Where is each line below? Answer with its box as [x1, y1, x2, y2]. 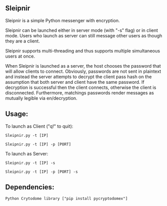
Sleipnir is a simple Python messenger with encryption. [5, 17, 120, 23]
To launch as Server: [5, 150, 49, 157]
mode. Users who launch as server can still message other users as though [5, 32, 162, 38]
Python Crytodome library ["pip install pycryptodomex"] [5, 196, 128, 201]
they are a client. [5, 38, 40, 44]
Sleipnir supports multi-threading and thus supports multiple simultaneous [5, 47, 160, 54]
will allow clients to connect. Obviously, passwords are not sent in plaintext [5, 68, 161, 74]
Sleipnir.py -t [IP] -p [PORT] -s [5, 169, 78, 174]
